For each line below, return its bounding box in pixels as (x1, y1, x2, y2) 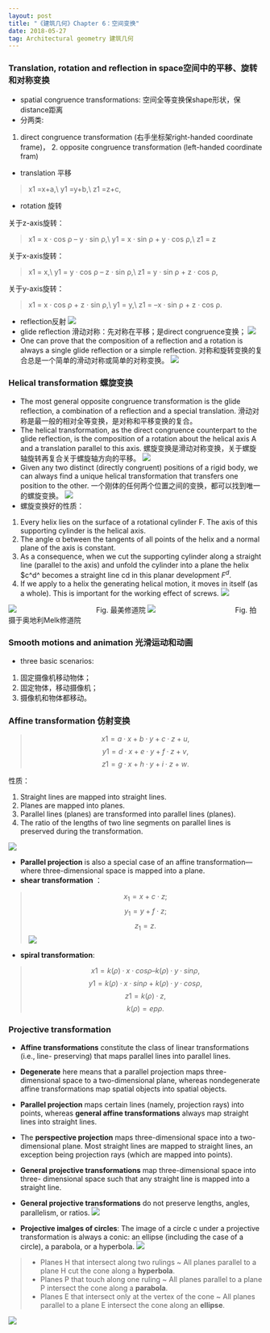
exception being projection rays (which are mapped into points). (19, 1150, 233, 1159)
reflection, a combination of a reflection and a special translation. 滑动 (19, 406, 252, 416)
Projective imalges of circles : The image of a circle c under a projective (19, 1223, 260, 1233)
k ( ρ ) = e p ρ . (126, 1004, 165, 1014)
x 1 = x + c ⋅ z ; (123, 892, 168, 903)
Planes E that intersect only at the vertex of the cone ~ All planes (39, 1291, 255, 1301)
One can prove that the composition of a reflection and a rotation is (19, 335, 243, 345)
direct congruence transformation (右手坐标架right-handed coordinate (19, 132, 254, 141)
